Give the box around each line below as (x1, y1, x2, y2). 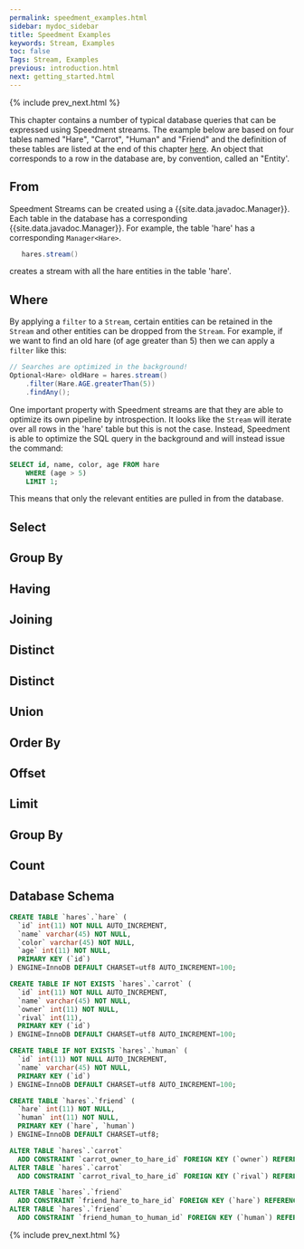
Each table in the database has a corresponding (9, 213, 188, 224)
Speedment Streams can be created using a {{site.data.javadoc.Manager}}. (9, 203, 290, 214)
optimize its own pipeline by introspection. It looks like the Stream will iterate (9, 414, 292, 424)
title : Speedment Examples (9, 30, 111, 39)
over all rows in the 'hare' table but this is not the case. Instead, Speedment (9, 423, 290, 434)
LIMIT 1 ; (25, 477, 59, 486)
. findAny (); (25, 387, 71, 396)
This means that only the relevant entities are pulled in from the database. (9, 493, 284, 504)
